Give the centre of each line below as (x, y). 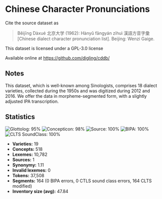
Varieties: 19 (25, 144)
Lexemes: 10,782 (30, 154)
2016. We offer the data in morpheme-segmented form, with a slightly (76, 96)
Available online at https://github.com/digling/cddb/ (58, 58)
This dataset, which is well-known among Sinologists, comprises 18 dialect (81, 85)
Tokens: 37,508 (28, 175)
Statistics (20, 117)
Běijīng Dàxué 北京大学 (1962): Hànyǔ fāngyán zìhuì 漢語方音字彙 (83, 33)
